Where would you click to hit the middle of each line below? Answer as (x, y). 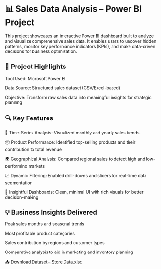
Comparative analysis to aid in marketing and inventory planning (69, 252)
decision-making (22, 197)
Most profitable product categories (40, 234)
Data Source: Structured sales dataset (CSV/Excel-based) (63, 88)
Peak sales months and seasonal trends (45, 224)
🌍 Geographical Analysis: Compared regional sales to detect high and (75, 159)
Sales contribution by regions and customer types (55, 243)
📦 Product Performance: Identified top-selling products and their (70, 142)
